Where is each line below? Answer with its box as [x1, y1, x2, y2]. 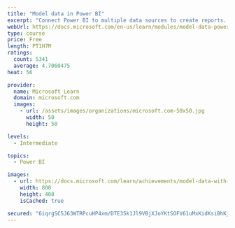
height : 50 [25, 120, 58, 127]
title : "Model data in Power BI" [7, 10, 105, 17]
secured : [7, 210, 33, 217]
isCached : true [20, 197, 64, 204]
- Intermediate [13, 139, 58, 147]
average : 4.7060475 [13, 62, 71, 69]
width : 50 [25, 114, 55, 121]
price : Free [7, 36, 42, 43]
